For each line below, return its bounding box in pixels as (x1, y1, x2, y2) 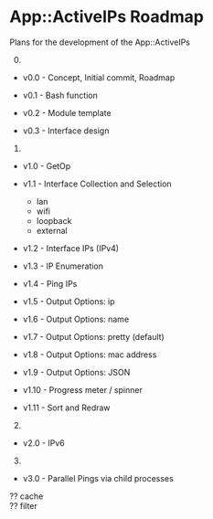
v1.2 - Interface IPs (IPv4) (22, 242, 120, 253)
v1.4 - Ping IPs (22, 278, 78, 289)
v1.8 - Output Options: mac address (22, 349, 157, 360)
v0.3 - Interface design (22, 125, 110, 136)
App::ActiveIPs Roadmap (9, 6, 204, 27)
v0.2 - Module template (22, 107, 112, 118)
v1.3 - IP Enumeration (22, 260, 103, 271)
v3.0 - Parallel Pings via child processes (22, 472, 174, 483)
